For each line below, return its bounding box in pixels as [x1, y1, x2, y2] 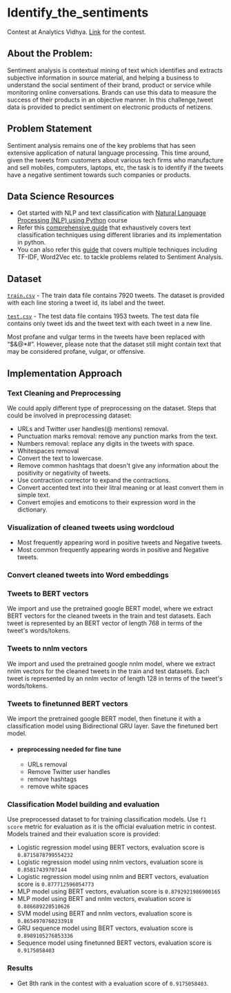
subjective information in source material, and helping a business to [7, 73, 199, 82]
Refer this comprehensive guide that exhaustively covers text [17, 223, 191, 232]
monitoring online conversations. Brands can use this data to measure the [7, 88, 217, 96]
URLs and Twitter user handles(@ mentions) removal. [17, 424, 169, 433]
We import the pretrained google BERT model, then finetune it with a [7, 714, 201, 723]
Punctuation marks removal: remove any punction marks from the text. [17, 432, 218, 440]
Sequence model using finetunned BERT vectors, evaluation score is [17, 938, 212, 947]
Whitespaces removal [17, 446, 79, 455]
